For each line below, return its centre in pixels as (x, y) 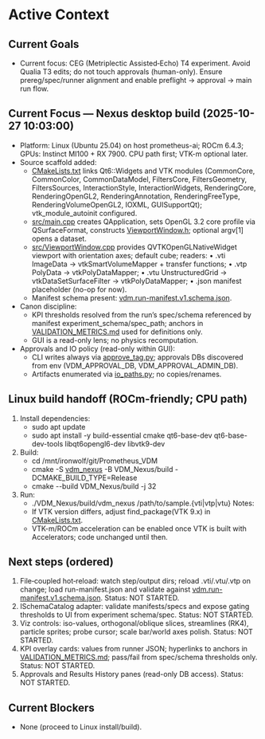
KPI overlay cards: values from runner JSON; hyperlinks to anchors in (134, 649)
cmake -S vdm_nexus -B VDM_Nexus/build (102, 469)
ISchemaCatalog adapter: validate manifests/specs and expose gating (134, 607)
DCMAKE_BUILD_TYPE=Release (84, 478)
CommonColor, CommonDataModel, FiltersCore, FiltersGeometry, (139, 179)
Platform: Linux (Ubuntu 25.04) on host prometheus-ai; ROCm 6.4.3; (132, 145)
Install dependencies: (55, 418)
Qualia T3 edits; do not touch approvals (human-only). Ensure (121, 72)
